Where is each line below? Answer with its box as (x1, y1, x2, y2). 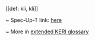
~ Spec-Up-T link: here (5, 17, 62, 23)
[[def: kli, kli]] (5, 5, 39, 12)
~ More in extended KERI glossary (5, 28, 89, 35)
